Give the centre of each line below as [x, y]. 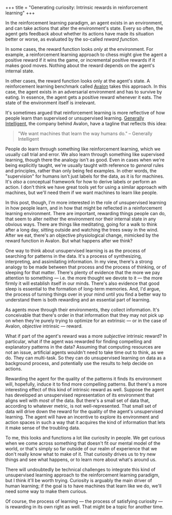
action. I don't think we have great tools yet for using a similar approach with [86, 187]
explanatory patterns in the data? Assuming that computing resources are [83, 347]
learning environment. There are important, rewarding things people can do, [85, 213]
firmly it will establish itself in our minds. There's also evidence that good [82, 283]
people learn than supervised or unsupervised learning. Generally [75, 118]
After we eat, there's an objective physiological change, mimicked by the [82, 235]
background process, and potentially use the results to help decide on [79, 363]
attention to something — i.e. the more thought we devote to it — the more [84, 278]
